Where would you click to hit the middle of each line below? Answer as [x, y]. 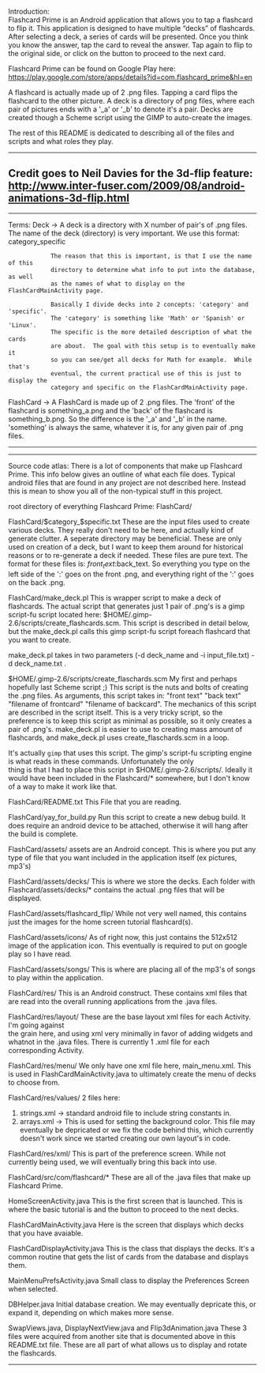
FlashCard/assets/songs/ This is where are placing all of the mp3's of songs [132, 969]
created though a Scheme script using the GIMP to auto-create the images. [130, 117]
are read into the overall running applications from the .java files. [113, 1001]
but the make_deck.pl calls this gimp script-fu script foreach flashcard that [129, 631]
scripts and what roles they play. [61, 141]
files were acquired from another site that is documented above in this [122, 1336]
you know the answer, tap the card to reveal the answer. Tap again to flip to [130, 45]
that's [19, 367]
